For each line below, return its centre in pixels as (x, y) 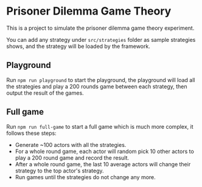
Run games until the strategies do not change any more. (85, 177)
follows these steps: (31, 133)
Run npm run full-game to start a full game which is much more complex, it (100, 126)
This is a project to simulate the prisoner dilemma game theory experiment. (100, 28)
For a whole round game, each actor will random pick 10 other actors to (105, 151)
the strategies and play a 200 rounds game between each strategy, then (97, 86)
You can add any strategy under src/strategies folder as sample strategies (101, 39)
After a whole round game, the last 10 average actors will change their (103, 164)
